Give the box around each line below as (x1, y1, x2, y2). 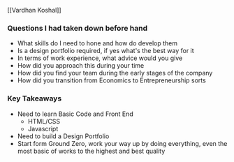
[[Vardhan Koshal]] (7, 6, 61, 14)
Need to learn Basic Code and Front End (17, 110, 134, 118)
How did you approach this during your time (17, 61, 145, 70)
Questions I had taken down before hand (7, 23, 148, 33)
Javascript (27, 124, 59, 133)
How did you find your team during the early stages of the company (17, 69, 213, 78)
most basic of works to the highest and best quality (17, 147, 166, 155)
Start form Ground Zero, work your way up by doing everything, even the (17, 139, 228, 147)
